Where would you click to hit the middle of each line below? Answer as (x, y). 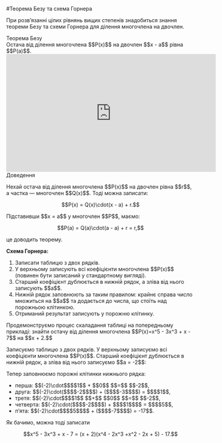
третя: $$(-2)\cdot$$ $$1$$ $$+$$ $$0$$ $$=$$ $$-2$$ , (87, 398)
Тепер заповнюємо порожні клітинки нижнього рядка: (76, 374)
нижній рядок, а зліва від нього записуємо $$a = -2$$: (76, 362)
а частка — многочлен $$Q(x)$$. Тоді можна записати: (77, 193)
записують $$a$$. (38, 288)
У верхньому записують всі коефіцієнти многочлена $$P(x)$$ (95, 269)
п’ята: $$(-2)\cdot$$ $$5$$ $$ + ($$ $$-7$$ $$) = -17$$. (84, 411)
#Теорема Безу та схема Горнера (49, 9)
